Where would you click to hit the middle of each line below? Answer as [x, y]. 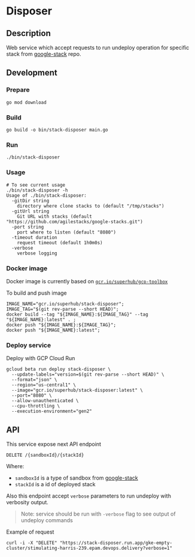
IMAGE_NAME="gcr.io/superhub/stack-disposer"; [65, 304]
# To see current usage [36, 185]
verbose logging [37, 253]
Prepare [18, 90]
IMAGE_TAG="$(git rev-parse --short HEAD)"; [63, 309]
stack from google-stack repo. [44, 54]
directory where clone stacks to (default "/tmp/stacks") [91, 206]
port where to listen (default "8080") [67, 232]
